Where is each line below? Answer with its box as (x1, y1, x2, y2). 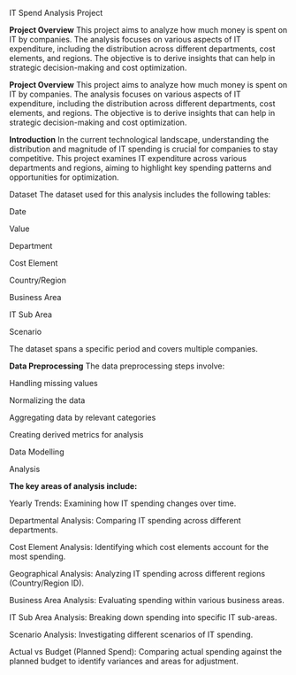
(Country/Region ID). (9, 578, 85, 588)
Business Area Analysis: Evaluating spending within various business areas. (9, 595, 285, 605)
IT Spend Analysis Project (9, 8, 103, 18)
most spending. (9, 551, 66, 562)
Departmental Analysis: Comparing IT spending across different (9, 516, 241, 525)
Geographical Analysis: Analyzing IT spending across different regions (9, 569, 266, 578)
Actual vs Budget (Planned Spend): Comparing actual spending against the (9, 647, 283, 656)
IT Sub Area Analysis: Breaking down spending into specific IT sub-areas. (9, 612, 277, 623)
